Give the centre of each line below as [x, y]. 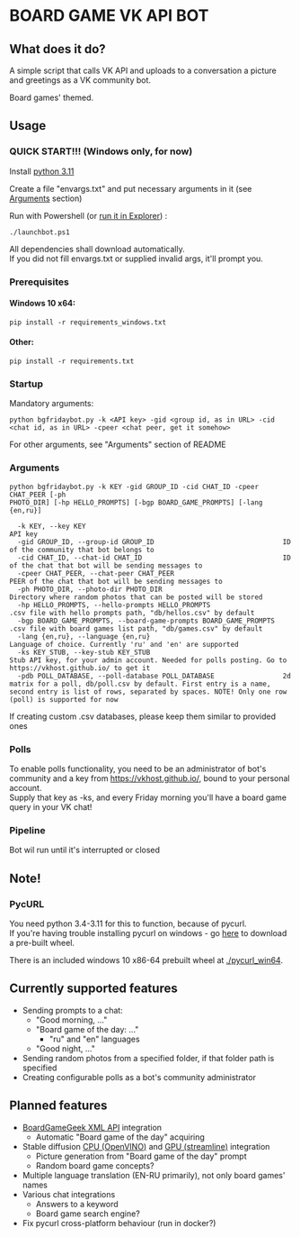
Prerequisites [39, 282]
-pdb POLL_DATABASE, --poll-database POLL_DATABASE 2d [154, 676]
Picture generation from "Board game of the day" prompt [141, 1156]
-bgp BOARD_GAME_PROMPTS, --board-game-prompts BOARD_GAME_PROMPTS [146, 621]
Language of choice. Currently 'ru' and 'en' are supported [124, 644]
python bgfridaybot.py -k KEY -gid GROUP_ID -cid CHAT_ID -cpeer [134, 487]
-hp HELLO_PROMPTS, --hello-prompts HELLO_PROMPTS [114, 605]
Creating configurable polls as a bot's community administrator [139, 1077]
